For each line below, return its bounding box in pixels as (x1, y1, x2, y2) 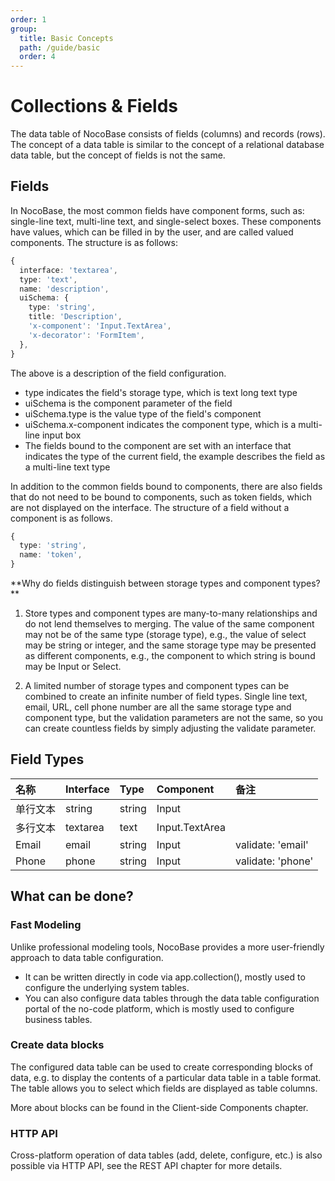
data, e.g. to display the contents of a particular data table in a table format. (10, 1071, 322, 1083)
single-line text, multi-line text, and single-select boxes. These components (10, 215, 322, 227)
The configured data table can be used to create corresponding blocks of (10, 1061, 313, 1073)
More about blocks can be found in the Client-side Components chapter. (10, 1101, 309, 1113)
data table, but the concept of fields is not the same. (10, 149, 226, 161)
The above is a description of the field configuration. (10, 367, 227, 379)
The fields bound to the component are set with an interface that (24, 439, 292, 451)
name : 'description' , (19, 284, 110, 294)
